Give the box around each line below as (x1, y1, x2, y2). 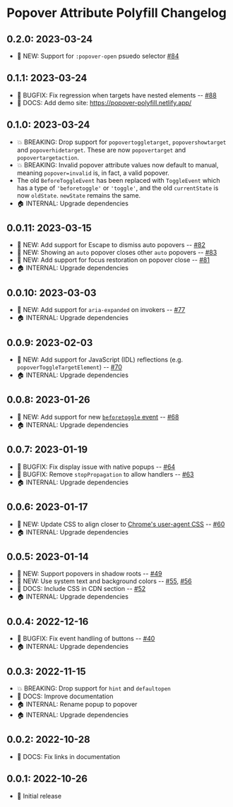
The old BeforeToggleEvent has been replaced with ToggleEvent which (16, 176, 220, 184)
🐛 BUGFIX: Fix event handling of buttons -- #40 (16, 634, 155, 643)
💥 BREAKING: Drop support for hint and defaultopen (16, 683, 171, 693)
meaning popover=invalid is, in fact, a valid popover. (16, 168, 170, 177)
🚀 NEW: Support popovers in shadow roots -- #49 (16, 570, 163, 578)
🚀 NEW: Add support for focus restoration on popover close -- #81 (16, 256, 210, 264)
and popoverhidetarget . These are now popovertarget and (16, 145, 186, 154)
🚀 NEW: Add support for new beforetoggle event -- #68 (16, 412, 179, 421)
